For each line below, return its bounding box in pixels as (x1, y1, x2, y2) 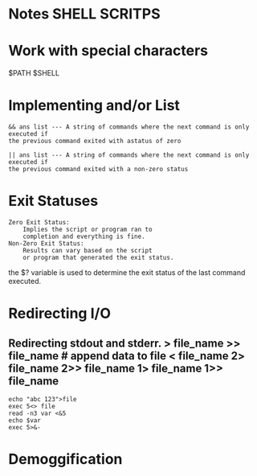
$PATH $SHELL (8, 68, 60, 78)
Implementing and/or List (8, 96, 181, 115)
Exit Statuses (8, 192, 99, 210)
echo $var (8, 416, 42, 425)
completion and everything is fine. (22, 232, 146, 240)
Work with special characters (8, 42, 209, 60)
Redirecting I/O (8, 305, 111, 322)
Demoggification (8, 450, 123, 469)
